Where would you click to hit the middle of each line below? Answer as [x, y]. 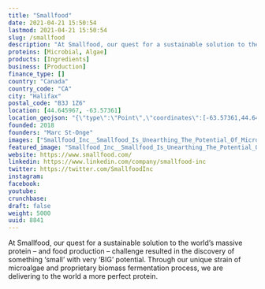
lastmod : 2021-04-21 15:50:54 [58, 30]
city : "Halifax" [35, 96]
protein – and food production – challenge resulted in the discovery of [121, 251]
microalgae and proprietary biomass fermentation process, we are [116, 268]
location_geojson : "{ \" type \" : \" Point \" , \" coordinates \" [104, 118]
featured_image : [35, 147]
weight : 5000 [30, 213]
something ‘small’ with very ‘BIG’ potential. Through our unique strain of [125, 260]
